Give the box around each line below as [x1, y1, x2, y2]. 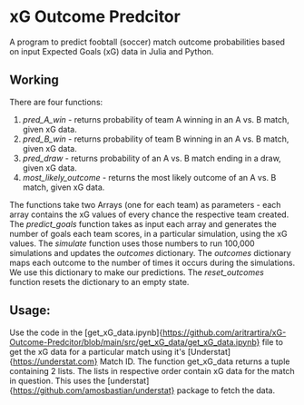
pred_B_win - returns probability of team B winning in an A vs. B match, [22, 133, 289, 144]
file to [261, 336, 284, 347]
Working [9, 73, 59, 88]
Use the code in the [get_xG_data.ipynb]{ [9, 327, 163, 338]
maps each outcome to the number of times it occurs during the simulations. [9, 257, 296, 268]
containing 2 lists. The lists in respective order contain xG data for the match [9, 365, 295, 376]
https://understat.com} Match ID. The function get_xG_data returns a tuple [12, 356, 290, 367]
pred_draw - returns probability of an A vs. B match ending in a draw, [22, 153, 281, 163]
